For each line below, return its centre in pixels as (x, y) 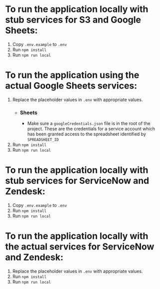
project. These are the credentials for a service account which (91, 129)
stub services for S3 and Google (73, 20)
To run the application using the (72, 75)
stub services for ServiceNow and (77, 181)
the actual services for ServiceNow (80, 247)
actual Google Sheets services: (71, 86)
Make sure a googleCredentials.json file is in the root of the (89, 123)
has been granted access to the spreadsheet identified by (86, 134)
